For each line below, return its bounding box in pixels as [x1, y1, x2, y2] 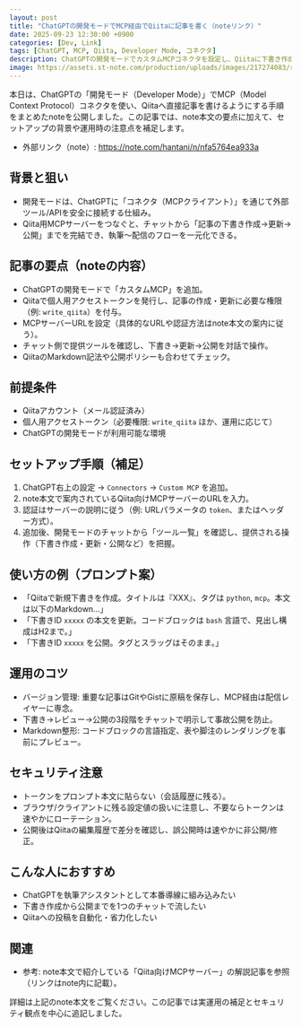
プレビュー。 [38, 736, 86, 747]
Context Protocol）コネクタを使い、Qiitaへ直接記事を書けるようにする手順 [9, 100, 285, 110]
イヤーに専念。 [21, 702, 78, 713]
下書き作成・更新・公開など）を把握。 [38, 538, 180, 549]
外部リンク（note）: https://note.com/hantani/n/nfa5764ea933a [21, 141, 260, 152]
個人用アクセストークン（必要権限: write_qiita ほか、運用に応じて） [21, 416, 278, 427]
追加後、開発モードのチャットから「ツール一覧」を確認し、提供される [21, 527, 282, 538]
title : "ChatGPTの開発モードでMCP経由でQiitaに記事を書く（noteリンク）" [9, 22, 262, 30]
